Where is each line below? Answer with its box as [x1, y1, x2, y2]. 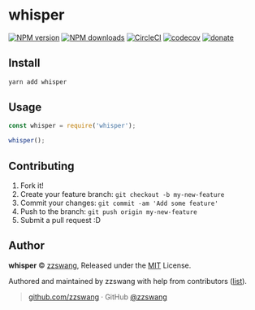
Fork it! [19, 181, 45, 190]
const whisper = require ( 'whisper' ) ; [8, 122, 136, 130]
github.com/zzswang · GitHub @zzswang [28, 291, 168, 302]
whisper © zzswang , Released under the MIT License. [8, 260, 192, 270]
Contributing [8, 159, 75, 172]
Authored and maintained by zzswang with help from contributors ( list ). [8, 276, 248, 286]
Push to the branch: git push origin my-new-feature [19, 207, 197, 216]
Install [8, 56, 41, 70]
